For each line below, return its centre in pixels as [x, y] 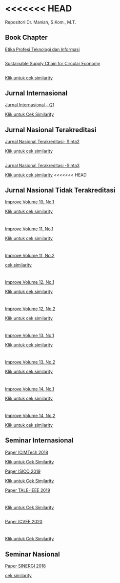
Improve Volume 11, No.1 [29, 229]
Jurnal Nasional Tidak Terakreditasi [60, 190]
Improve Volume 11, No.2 [30, 255]
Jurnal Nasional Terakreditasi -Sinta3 [42, 165]
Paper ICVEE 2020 [24, 522]
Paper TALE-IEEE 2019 [28, 490]
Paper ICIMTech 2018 [27, 452]
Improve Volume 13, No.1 [30, 336]
